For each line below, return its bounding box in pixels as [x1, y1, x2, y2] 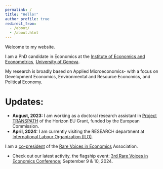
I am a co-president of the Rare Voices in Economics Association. [5, 143, 138, 149]
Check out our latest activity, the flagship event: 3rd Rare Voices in [12, 153, 148, 159]
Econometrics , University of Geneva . [5, 59, 80, 64]
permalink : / [5, 7, 32, 12]
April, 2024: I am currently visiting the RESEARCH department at [12, 128, 145, 134]
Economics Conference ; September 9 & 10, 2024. [12, 158, 113, 164]
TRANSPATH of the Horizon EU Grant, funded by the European [12, 117, 140, 124]
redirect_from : [5, 21, 37, 26]
